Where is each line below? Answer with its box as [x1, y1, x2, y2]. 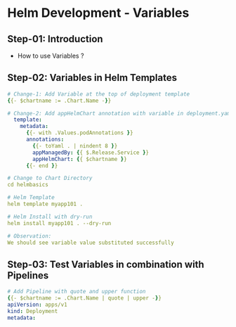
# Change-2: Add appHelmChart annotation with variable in [7, 110, 184, 117]
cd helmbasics [7, 181, 49, 188]
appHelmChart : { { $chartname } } [32, 155, 128, 162]
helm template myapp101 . [7, 200, 83, 208]
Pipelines [7, 269, 49, 281]
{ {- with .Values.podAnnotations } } [25, 129, 133, 136]
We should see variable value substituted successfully [7, 239, 174, 246]
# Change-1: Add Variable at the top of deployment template [7, 90, 190, 98]
